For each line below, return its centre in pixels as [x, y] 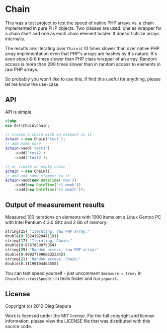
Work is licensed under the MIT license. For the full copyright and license [80, 316]
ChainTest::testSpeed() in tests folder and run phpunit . [62, 278]
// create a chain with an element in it [49, 134]
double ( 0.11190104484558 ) [32, 264]
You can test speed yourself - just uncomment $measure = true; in [73, 273]
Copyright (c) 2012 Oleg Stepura [38, 306]
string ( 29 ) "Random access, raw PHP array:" [52, 250]
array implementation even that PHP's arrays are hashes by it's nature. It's [81, 54]
